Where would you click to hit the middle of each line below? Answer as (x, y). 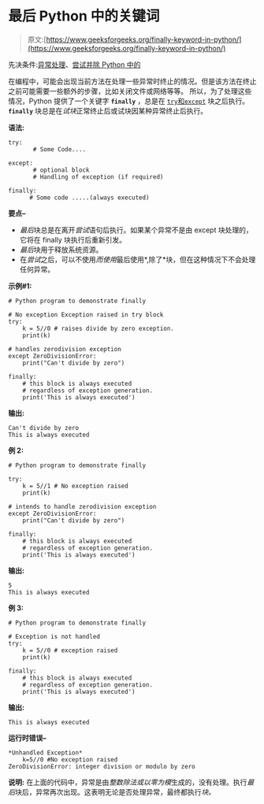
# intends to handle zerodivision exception (82, 506)
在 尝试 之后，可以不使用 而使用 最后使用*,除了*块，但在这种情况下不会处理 (138, 259)
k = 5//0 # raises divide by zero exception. (99, 328)
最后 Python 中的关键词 (84, 16)
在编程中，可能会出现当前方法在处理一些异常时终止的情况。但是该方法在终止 (132, 81)
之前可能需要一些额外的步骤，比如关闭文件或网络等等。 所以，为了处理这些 (130, 91)
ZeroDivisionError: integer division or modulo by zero (102, 766)
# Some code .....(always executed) (89, 198)
